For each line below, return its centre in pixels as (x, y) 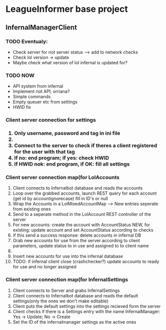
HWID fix (22, 107)
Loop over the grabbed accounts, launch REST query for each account (85, 193)
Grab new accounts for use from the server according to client (76, 241)
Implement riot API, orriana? (41, 91)
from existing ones (32, 209)
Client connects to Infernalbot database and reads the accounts (78, 188)
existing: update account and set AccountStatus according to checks (83, 230)
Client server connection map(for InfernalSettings (67, 280)
